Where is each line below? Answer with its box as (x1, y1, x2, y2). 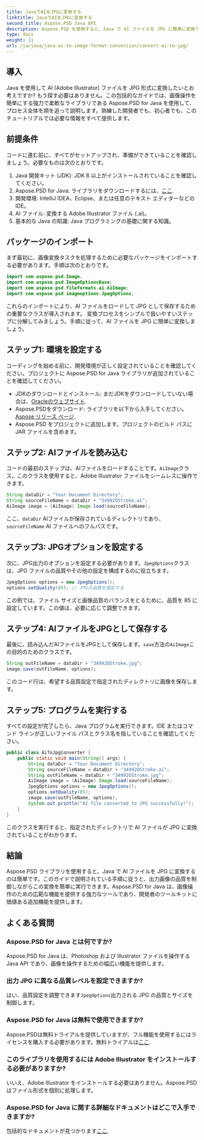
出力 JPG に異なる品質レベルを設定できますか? (6, 976, 144, 985)
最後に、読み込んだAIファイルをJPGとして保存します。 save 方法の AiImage (6, 641, 189, 648)
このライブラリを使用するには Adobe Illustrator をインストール (6, 1055, 191, 1063)
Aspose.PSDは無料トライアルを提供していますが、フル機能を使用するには (6, 1031, 191, 1038)
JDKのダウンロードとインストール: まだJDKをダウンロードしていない (15, 390, 188, 397)
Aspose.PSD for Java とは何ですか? (6, 937, 112, 946)
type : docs (6, 32, 34, 38)
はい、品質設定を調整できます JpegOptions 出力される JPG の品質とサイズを (6, 991, 193, 999)
